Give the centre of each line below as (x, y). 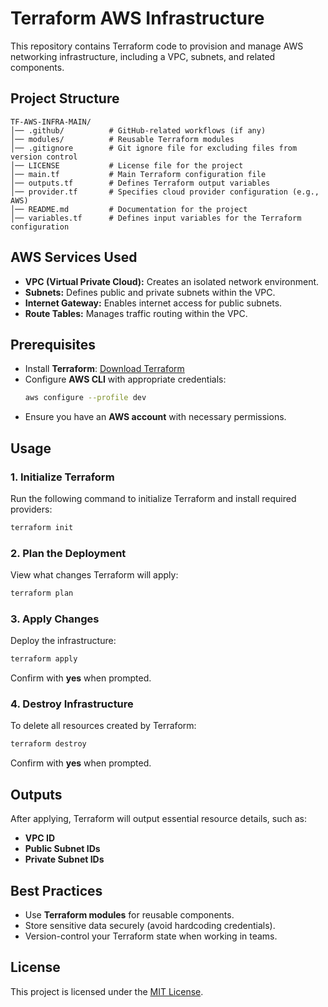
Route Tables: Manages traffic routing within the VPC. (136, 313)
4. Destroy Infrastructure (72, 704)
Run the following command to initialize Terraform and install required (153, 498)
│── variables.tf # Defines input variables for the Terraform (156, 218)
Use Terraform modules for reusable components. (129, 914)
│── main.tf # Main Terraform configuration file (138, 174)
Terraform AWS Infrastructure (137, 18)
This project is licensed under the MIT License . (107, 991)
